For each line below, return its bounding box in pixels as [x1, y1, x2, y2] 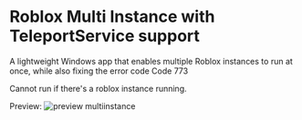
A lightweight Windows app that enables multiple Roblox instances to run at [9, 55, 294, 66]
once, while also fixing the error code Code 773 [9, 65, 189, 76]
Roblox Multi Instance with [9, 6, 215, 27]
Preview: [9, 100, 43, 111]
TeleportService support [9, 25, 201, 46]
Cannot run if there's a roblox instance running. [9, 83, 187, 94]
